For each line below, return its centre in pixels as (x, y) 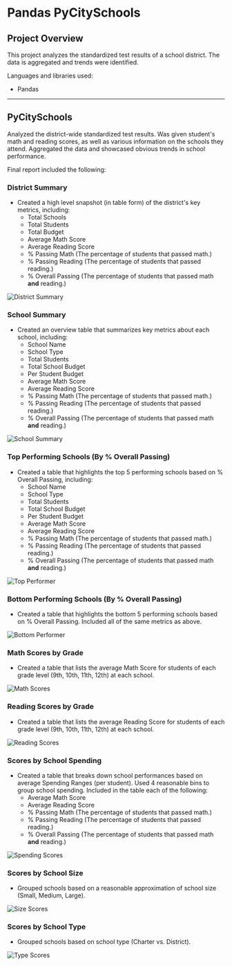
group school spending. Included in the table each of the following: (113, 790)
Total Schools (47, 217)
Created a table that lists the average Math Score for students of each (116, 668)
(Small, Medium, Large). (51, 895)
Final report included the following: (57, 169)
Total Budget (46, 232)
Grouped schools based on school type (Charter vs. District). (104, 942)
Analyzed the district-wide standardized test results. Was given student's (111, 134)
